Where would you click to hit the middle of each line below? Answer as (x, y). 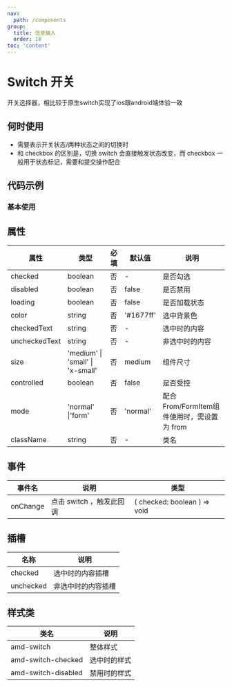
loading (23, 302)
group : (17, 26)
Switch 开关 (41, 82)
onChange (28, 506)
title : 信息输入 (35, 33)
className (29, 439)
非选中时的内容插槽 (85, 586)
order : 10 (27, 39)
